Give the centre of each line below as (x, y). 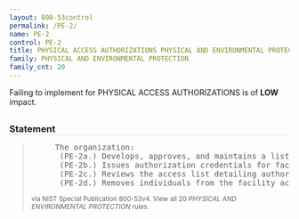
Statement (32, 128)
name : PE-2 (29, 34)
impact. (23, 101)
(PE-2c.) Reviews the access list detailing (158, 174)
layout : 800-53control (51, 17)
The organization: (95, 147)
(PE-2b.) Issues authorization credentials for (165, 165)
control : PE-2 (36, 42)
